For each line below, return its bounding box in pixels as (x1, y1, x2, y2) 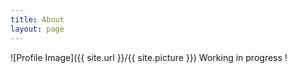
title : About (10, 14, 65, 25)
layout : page (10, 24, 65, 34)
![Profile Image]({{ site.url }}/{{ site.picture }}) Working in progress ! (10, 51, 288, 63)
